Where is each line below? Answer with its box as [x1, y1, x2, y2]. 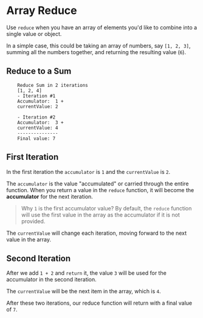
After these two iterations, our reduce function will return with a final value [6, 299, 193, 307]
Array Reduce [6, 4, 77, 18]
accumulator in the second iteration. [6, 276, 97, 283]
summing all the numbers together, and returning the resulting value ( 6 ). [6, 48, 187, 55]
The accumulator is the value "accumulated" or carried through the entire [6, 180, 189, 187]
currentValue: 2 [17, 103, 59, 109]
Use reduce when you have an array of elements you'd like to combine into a [6, 24, 198, 31]
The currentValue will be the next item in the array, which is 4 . [6, 288, 161, 295]
